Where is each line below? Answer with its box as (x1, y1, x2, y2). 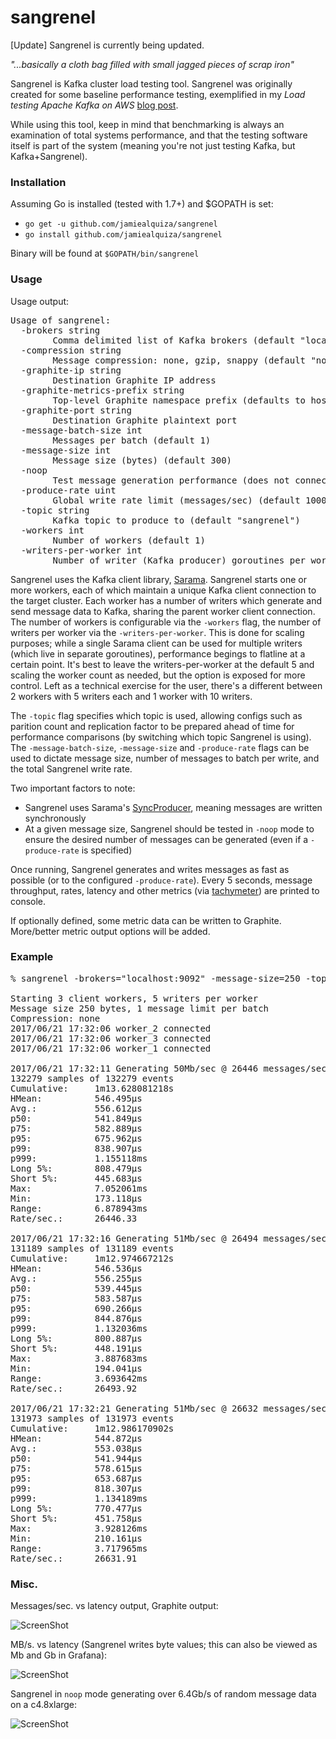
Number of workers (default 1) (52, 534, 206, 546)
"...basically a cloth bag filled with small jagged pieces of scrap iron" (10, 58, 295, 70)
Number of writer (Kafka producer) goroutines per (52, 554, 307, 566)
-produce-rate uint (20, 484, 117, 496)
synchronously (24, 812, 87, 824)
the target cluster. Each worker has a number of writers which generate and (10, 594, 323, 606)
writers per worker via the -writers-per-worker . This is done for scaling (10, 626, 305, 638)
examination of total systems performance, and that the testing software (10, 129, 308, 141)
